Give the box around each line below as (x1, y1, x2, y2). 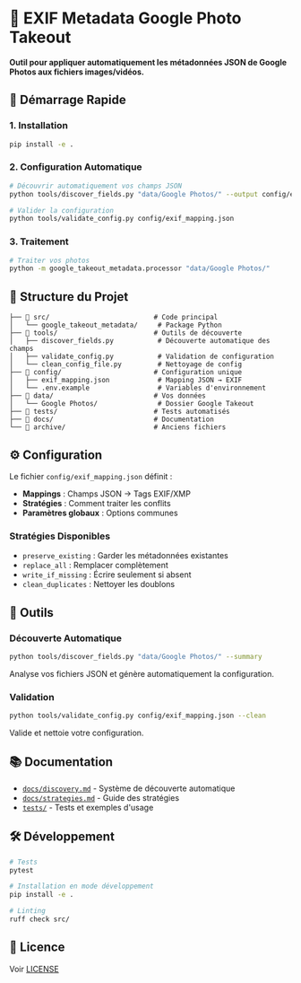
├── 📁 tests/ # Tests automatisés (9, 408, 230, 417)
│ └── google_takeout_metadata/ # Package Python (9, 320, 222, 330)
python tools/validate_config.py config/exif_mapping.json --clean (9, 711, 267, 721)
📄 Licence (9, 940, 65, 955)
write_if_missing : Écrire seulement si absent (21, 569, 192, 580)
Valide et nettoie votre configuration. (9, 727, 144, 738)
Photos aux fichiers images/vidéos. (9, 66, 145, 77)
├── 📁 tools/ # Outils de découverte (9, 329, 243, 338)
